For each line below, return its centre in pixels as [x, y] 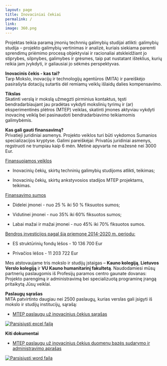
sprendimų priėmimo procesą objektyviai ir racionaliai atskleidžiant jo [76, 53]
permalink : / [19, 19]
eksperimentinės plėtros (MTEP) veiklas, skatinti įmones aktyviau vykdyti [80, 110]
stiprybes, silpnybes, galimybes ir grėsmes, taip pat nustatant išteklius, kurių [83, 58]
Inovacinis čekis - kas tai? [32, 73]
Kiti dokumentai [22, 334]
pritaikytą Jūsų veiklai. [28, 284]
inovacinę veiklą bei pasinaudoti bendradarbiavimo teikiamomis [70, 115]
